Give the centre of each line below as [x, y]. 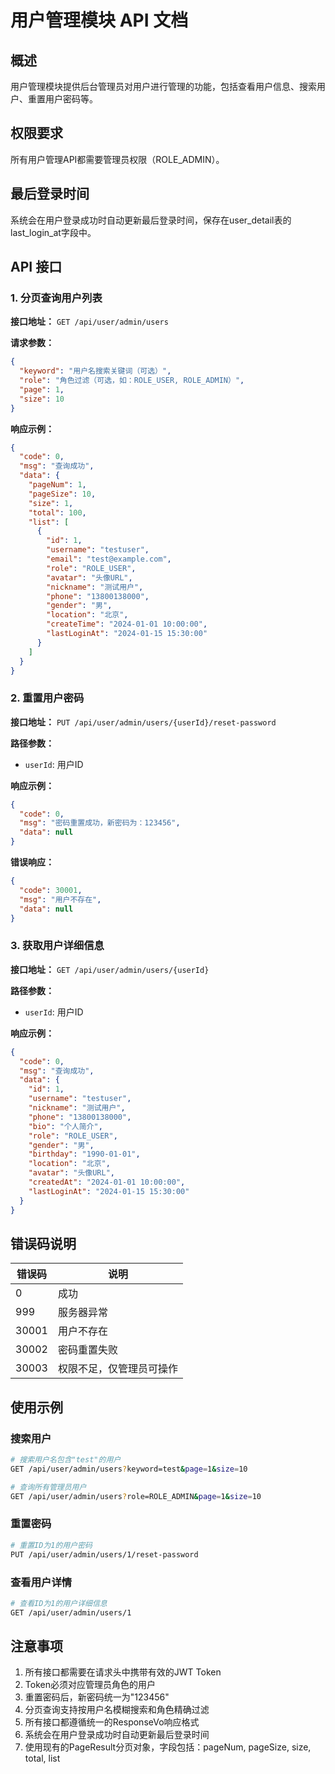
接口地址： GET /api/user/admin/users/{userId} [110, 969]
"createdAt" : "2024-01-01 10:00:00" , [107, 1182]
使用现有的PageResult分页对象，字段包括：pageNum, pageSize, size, [168, 1747]
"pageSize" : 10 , [62, 494]
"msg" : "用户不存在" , [60, 899]
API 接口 [36, 267]
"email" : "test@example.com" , [109, 559]
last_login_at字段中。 [53, 232]
